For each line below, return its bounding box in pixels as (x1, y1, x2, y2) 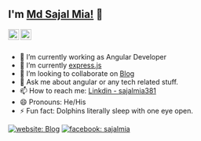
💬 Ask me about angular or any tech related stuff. (19, 77, 179, 86)
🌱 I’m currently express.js (19, 60, 102, 70)
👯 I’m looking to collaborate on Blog (19, 68, 135, 78)
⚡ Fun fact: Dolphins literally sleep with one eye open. (19, 106, 194, 115)
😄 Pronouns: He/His (19, 97, 86, 107)
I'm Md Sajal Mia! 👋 (8, 8, 104, 21)
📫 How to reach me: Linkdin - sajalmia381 (19, 85, 157, 95)
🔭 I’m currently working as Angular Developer (19, 52, 167, 61)
